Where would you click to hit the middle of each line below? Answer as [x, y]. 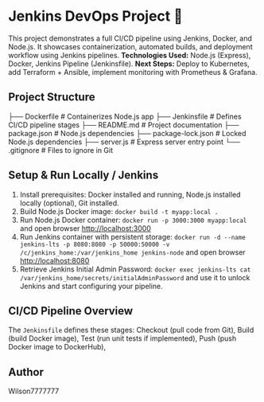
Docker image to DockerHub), [57, 347]
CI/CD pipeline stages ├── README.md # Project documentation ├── [124, 125]
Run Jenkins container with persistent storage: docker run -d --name [133, 236]
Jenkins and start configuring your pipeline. [91, 286]
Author [26, 372]
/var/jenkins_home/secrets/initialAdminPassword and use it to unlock [135, 277]
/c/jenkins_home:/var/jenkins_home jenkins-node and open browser [133, 252]
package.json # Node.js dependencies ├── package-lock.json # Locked [127, 133]
